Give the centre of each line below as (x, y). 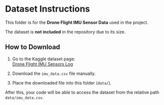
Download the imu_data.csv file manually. (54, 73)
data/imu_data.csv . (24, 97)
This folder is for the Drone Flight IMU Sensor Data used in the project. (77, 22)
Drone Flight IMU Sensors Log (43, 64)
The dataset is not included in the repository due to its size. (65, 32)
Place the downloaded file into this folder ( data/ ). (62, 83)
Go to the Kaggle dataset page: (44, 59)
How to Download (33, 47)
